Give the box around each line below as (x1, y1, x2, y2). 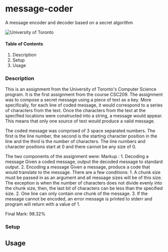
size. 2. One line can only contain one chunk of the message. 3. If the (5, 190, 148, 196)
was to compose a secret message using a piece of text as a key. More (5, 97, 151, 103)
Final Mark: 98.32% (5, 211, 46, 217)
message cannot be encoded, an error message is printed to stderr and (5, 196, 152, 202)
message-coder (5, 3, 73, 14)
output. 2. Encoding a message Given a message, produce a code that (5, 164, 150, 170)
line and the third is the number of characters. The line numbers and (5, 138, 146, 144)
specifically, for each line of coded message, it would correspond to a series (5, 102, 163, 108)
